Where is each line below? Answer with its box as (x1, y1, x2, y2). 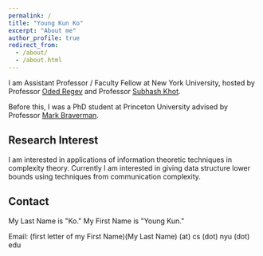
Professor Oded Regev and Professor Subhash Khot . (8, 86, 181, 96)
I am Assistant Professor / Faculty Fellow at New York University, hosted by (8, 77, 255, 88)
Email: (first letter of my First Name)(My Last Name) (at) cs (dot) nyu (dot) (8, 231, 250, 241)
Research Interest (8, 133, 99, 148)
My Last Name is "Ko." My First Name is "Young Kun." (8, 216, 185, 226)
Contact (8, 195, 49, 208)
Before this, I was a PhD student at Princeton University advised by (8, 101, 229, 112)
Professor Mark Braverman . (8, 110, 100, 120)
